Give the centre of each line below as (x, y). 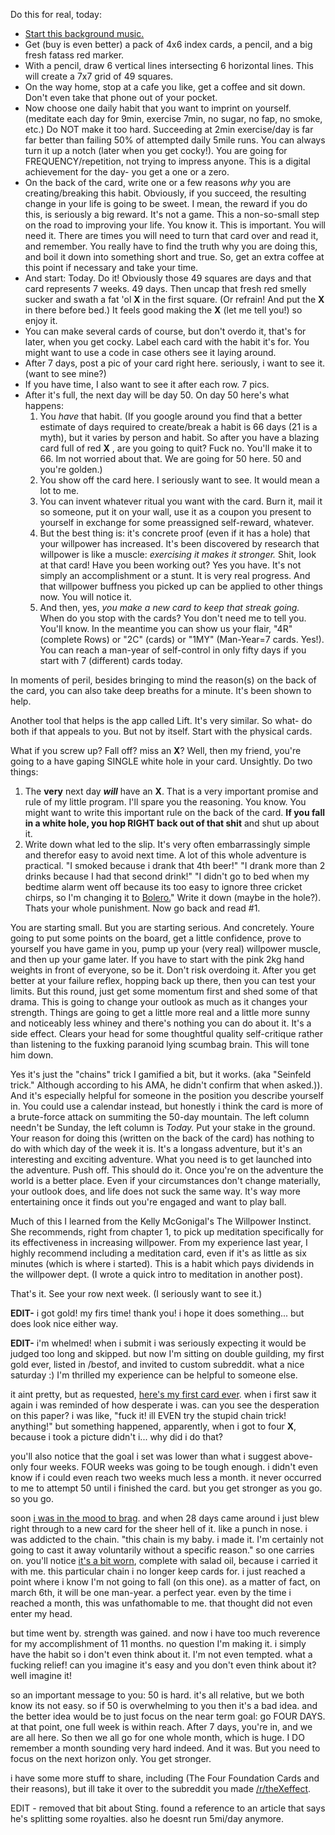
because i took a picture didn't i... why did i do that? (116, 1437)
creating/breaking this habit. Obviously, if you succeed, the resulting (165, 193)
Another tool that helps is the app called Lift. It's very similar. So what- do (161, 720)
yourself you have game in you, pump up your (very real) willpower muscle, (166, 948)
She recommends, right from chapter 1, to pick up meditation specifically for (167, 1232)
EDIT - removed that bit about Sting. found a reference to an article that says (168, 1808)
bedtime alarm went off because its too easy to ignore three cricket (163, 887)
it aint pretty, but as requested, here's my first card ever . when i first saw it (163, 1394)
